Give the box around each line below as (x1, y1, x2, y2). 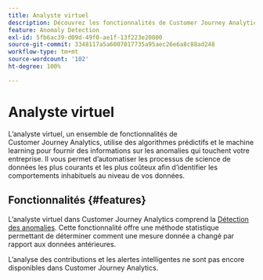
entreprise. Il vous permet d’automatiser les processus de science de (8, 154, 231, 163)
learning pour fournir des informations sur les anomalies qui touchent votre (8, 146, 250, 155)
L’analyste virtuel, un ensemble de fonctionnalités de (8, 129, 178, 138)
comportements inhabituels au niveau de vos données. (8, 170, 186, 180)
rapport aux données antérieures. (8, 239, 117, 249)
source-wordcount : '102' (8, 56, 89, 64)
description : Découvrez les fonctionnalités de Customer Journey (8, 19, 225, 27)
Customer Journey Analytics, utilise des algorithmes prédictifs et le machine (8, 137, 254, 147)
